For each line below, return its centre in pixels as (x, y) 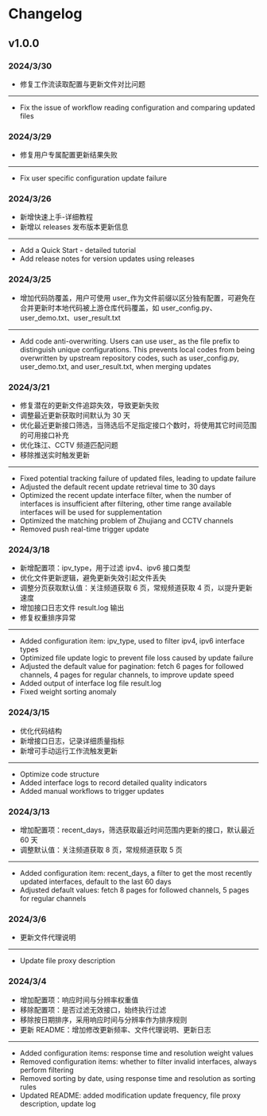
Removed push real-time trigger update (84, 529)
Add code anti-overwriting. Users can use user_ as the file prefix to (130, 341)
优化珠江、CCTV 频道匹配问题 (69, 445)
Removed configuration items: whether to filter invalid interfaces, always (138, 1061)
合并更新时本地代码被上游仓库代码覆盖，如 (89, 308)
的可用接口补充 (44, 435)
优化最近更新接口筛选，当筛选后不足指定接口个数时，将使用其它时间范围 (138, 426)
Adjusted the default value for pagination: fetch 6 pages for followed (132, 667)
